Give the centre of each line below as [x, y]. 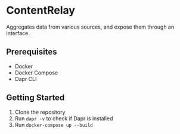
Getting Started [35, 98]
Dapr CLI [26, 79]
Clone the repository [40, 112]
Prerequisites [32, 52]
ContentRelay [41, 10]
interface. [18, 33]
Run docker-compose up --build [54, 124]
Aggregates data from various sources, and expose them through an [90, 27]
